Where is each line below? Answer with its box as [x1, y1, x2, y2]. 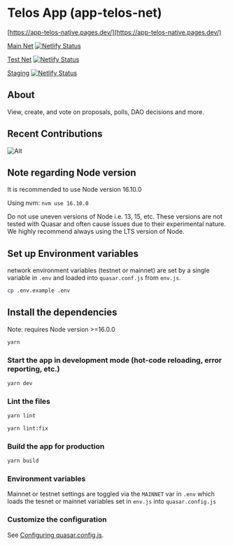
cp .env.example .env [7, 287, 71, 295]
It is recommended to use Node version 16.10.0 [7, 185, 142, 194]
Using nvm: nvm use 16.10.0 [7, 199, 89, 207]
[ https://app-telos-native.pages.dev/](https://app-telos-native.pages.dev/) [7, 28, 222, 36]
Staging [7, 69, 30, 77]
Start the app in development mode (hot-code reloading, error [7, 355, 223, 365]
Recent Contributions [7, 128, 103, 140]
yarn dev [7, 380, 33, 387]
